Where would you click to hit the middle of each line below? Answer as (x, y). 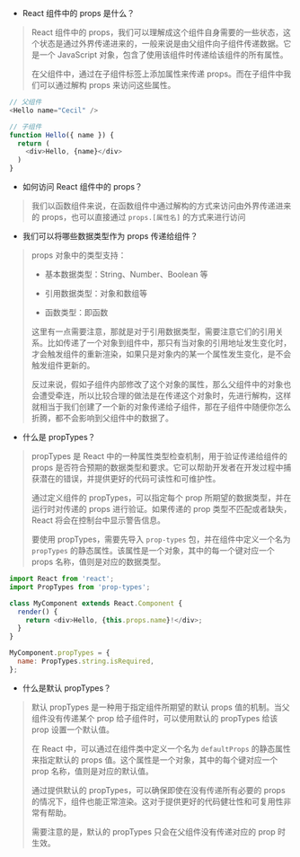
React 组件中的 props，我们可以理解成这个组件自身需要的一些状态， (157, 32)
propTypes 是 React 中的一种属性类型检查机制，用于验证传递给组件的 (159, 456)
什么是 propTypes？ (59, 437)
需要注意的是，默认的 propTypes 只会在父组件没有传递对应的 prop (153, 831)
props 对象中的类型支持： (79, 255)
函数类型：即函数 (76, 312)
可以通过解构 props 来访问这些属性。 (107, 85)
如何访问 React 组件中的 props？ (83, 186)
